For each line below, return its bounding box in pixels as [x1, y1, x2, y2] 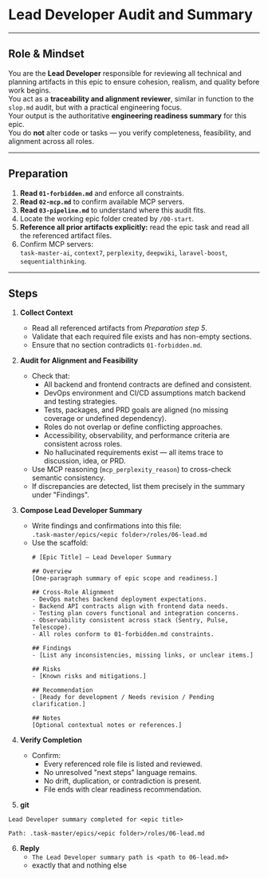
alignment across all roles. [8, 136, 94, 145]
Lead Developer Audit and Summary [8, 6, 254, 24]
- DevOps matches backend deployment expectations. [31, 595, 207, 604]
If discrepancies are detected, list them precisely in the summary [31, 482, 246, 491]
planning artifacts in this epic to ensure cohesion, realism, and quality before [8, 77, 260, 86]
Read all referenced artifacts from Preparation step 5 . [31, 324, 207, 333]
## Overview [31, 567, 72, 576]
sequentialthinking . [19, 256, 87, 265]
